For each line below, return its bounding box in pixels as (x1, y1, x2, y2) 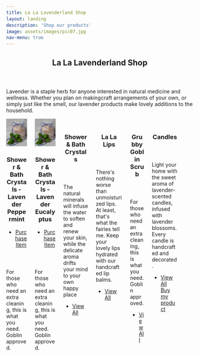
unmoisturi (96, 194, 122, 201)
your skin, (63, 234, 88, 241)
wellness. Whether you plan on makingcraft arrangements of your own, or (6, 94, 187, 101)
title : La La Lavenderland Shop (6, 10, 86, 15)
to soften (63, 215, 85, 223)
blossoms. (151, 224, 177, 232)
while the (63, 241, 86, 248)
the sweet (151, 174, 176, 181)
